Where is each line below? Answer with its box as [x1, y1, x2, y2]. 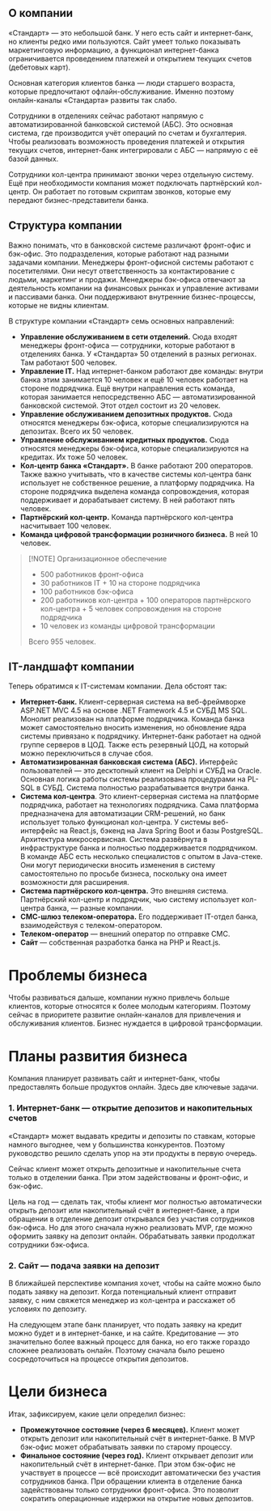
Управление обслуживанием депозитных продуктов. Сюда [19, 408, 233, 419]
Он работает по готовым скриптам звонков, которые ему [32, 186, 232, 197]
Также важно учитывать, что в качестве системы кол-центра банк [19, 469, 252, 479]
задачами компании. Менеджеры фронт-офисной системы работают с [8, 257, 255, 267]
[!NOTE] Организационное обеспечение [28, 553, 167, 563]
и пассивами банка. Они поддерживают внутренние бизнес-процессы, [8, 291, 256, 302]
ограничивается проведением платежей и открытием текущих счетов [8, 53, 252, 63]
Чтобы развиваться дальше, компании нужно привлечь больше [8, 993, 231, 1002]
